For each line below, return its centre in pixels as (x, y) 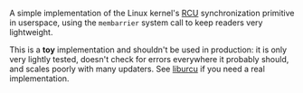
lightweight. (31, 32)
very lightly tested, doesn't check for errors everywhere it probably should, (149, 59)
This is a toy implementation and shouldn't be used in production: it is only (148, 50)
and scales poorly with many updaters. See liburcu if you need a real (137, 69)
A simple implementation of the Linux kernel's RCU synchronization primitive (152, 13)
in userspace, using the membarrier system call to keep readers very (136, 23)
